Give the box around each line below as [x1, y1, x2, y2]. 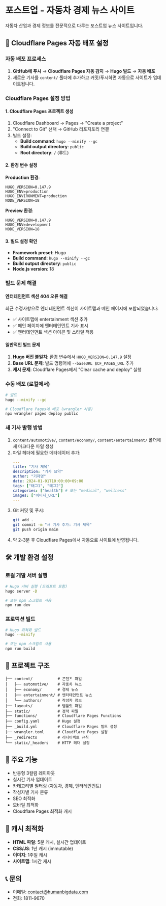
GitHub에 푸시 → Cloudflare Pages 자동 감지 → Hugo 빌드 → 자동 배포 [12, 68, 156, 74]
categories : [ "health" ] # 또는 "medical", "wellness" [12, 488, 127, 493]
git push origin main [12, 527, 58, 532]
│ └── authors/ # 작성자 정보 [5, 698, 82, 703]
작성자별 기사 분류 [12, 789, 48, 795]
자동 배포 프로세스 [5, 56, 47, 63]
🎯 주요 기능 [5, 755, 38, 764]
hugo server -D [5, 589, 38, 594]
